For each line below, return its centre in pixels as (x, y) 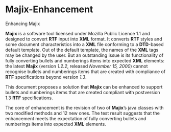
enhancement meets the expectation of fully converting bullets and (76, 118)
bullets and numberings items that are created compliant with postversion (83, 92)
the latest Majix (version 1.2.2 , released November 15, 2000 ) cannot (77, 66)
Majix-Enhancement (49, 9)
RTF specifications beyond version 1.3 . (46, 77)
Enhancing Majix (23, 24)
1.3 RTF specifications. (29, 98)
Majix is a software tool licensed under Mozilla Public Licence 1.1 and (78, 33)
